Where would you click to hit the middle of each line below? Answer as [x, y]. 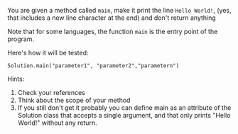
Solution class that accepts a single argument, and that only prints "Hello [124, 115]
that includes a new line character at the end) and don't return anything [112, 18]
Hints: [16, 79]
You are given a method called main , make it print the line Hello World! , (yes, [119, 10]
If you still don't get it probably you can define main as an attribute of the [124, 108]
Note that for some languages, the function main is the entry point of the [113, 32]
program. [21, 39]
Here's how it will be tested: [48, 53]
